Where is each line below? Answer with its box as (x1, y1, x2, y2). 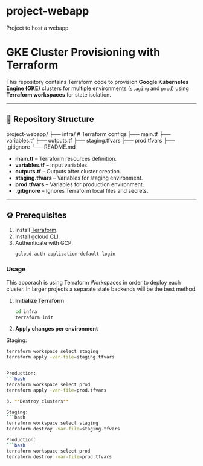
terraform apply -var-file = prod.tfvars (6, 387, 107, 393)
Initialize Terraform (14, 297, 65, 304)
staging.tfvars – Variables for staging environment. (14, 174, 143, 181)
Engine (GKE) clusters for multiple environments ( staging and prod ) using (6, 85, 189, 92)
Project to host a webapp (6, 24, 69, 31)
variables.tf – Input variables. (14, 161, 89, 169)
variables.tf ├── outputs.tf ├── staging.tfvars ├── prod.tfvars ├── (6, 137, 175, 144)
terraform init (14, 314, 54, 320)
